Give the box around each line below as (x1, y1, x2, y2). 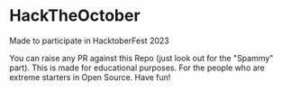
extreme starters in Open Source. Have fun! (9, 71, 171, 82)
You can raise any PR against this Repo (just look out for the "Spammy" (9, 52, 274, 63)
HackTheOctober (9, 5, 141, 26)
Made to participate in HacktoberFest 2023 (9, 35, 169, 46)
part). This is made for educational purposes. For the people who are (9, 62, 266, 73)
